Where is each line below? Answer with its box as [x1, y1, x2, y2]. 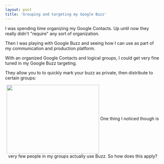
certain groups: [5, 75, 36, 81]
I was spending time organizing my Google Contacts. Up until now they [5, 25, 149, 31]
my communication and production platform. [5, 45, 96, 51]
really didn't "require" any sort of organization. [5, 31, 99, 36]
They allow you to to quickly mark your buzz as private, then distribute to [5, 69, 154, 75]
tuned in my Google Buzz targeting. [5, 60, 77, 66]
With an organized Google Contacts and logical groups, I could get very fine [5, 55, 159, 61]
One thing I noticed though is [100, 115, 159, 121]
